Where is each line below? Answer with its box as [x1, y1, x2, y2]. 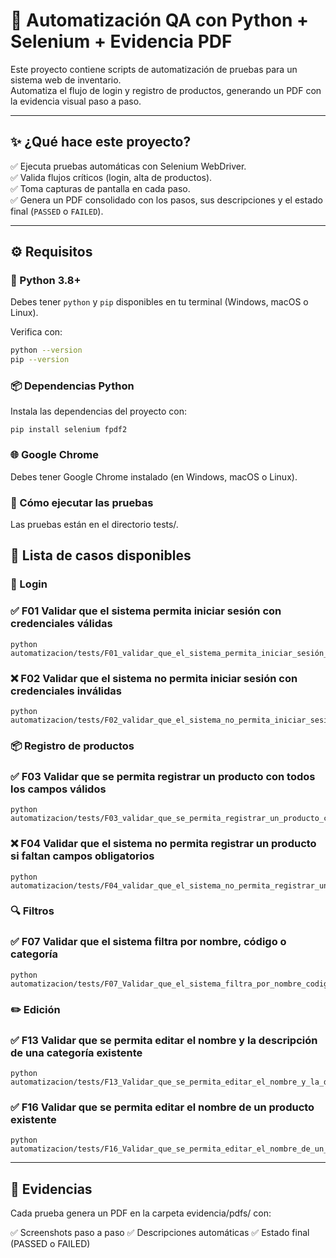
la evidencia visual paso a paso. [10, 95, 142, 107]
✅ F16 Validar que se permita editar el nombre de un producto [10, 1100, 315, 1114]
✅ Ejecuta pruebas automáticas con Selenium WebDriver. [10, 160, 247, 172]
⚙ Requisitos [10, 244, 93, 261]
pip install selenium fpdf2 [10, 425, 128, 435]
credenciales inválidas [10, 684, 122, 698]
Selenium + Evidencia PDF [10, 30, 233, 53]
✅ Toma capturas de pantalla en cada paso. [10, 182, 191, 194]
